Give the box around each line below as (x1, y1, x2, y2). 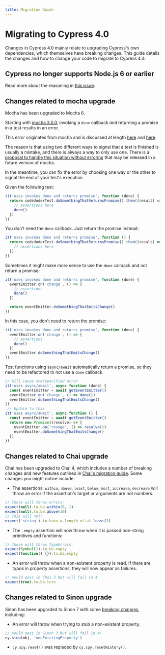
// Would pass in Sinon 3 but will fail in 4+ (5, 630, 102, 636)
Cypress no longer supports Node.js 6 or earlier (5, 70, 155, 78)
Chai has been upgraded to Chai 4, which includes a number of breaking (5, 465, 152, 471)
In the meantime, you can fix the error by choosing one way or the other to (5, 169, 156, 175)
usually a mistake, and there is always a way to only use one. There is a (5, 149, 150, 155)
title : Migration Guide (5, 7, 54, 12)
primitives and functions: (12, 533, 63, 539)
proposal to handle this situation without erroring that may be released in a (5, 154, 156, 160)
